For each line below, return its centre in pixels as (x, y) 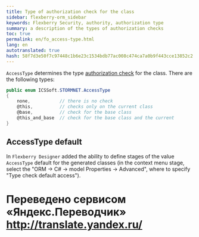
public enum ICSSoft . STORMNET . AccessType (58, 90)
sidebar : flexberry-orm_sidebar (46, 17)
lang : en (17, 45)
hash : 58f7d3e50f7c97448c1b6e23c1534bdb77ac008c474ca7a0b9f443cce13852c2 (100, 56)
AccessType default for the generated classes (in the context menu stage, (95, 163)
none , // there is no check (65, 101)
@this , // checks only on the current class (85, 107)
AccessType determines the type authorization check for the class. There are (99, 73)
